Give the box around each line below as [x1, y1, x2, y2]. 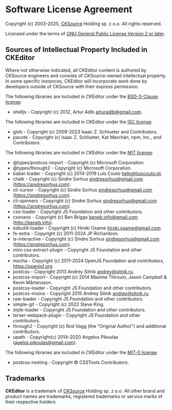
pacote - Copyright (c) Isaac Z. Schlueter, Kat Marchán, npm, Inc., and [12, 134, 162, 140]
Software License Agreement [5, 4, 132, 15]
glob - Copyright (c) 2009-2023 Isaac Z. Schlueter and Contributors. [12, 128, 158, 134]
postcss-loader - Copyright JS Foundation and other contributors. [12, 285, 152, 291]
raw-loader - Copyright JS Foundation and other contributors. [12, 296, 144, 302]
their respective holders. [5, 399, 58, 405]
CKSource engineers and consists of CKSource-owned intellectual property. [5, 72, 167, 79]
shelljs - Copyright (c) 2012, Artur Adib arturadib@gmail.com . [12, 109, 143, 115]
